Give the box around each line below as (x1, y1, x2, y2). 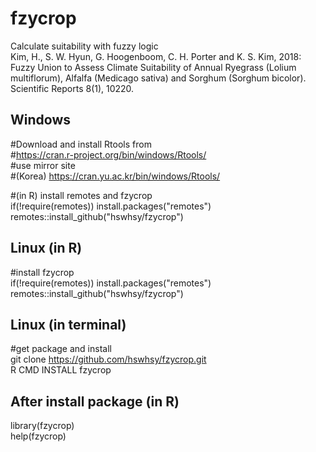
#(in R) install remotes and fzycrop (10, 189, 153, 201)
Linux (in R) (10, 240, 83, 257)
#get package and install (10, 343, 112, 355)
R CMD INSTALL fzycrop (10, 364, 112, 376)
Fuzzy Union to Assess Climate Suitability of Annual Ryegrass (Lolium (10, 61, 297, 73)
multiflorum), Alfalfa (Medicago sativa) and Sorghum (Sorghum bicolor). (10, 72, 307, 84)
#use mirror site (10, 159, 76, 171)
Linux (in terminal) (10, 316, 127, 333)
